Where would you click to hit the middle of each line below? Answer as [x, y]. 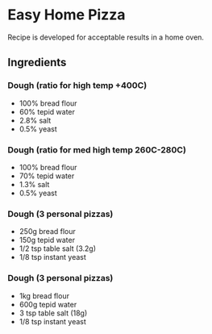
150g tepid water [47, 240]
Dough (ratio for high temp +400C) [77, 86]
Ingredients [37, 63]
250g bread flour [47, 232]
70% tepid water [47, 176]
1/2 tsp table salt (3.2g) [57, 248]
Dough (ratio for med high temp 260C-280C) [97, 149]
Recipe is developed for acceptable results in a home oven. [106, 37]
